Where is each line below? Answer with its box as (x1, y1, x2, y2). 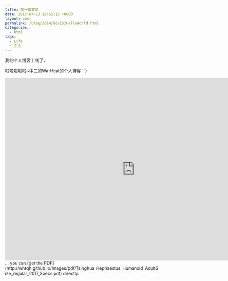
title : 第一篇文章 (5, 7, 39, 12)
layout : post (5, 16, 32, 21)
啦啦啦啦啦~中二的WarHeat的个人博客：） (5, 68, 90, 74)
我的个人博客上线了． (5, 57, 48, 63)
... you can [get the (5, 260, 43, 266)
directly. (63, 270, 79, 276)
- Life (9, 39, 23, 44)
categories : (5, 25, 29, 30)
